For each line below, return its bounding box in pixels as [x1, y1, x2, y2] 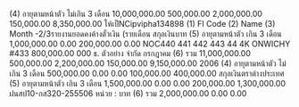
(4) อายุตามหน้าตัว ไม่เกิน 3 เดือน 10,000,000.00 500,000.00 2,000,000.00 [9, 9, 263, 19]
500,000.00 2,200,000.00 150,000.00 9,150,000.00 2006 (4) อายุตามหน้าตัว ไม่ [9, 58, 287, 69]
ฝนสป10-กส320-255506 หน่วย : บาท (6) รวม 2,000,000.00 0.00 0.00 [9, 88, 247, 98]
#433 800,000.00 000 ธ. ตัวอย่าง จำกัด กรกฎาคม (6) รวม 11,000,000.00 [9, 48, 252, 58]
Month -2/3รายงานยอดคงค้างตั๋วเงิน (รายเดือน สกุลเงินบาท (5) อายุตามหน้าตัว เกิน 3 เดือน [9, 29, 282, 39]
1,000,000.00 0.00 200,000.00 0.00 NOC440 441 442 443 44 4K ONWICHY [9, 38, 291, 49]
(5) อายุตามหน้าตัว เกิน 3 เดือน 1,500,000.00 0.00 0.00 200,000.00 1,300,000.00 [9, 78, 286, 88]
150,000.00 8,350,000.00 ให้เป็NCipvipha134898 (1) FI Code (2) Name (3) [9, 19, 276, 29]
